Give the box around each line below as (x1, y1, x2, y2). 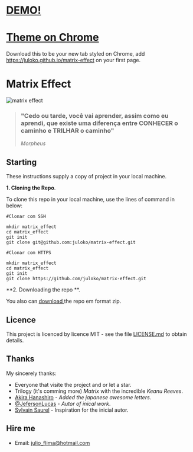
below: (6, 202, 22, 209)
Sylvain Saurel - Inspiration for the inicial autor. (14, 406, 129, 413)
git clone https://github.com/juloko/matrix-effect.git (6, 276, 146, 282)
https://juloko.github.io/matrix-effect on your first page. (6, 57, 141, 64)
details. (6, 336, 24, 344)
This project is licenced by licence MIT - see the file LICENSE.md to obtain (6, 330, 187, 338)
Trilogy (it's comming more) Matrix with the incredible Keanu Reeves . (14, 387, 183, 395)
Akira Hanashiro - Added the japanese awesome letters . (14, 393, 152, 400)
